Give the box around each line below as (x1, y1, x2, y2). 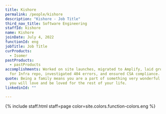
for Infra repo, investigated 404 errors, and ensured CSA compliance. (9, 72, 161, 76)
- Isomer (9, 53, 28, 58)
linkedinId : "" (5, 85, 37, 90)
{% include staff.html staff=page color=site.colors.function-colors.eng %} (5, 103, 156, 109)
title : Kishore (5, 7, 37, 12)
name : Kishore (5, 30, 35, 35)
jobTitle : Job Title (5, 44, 48, 49)
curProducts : (5, 48, 32, 53)
